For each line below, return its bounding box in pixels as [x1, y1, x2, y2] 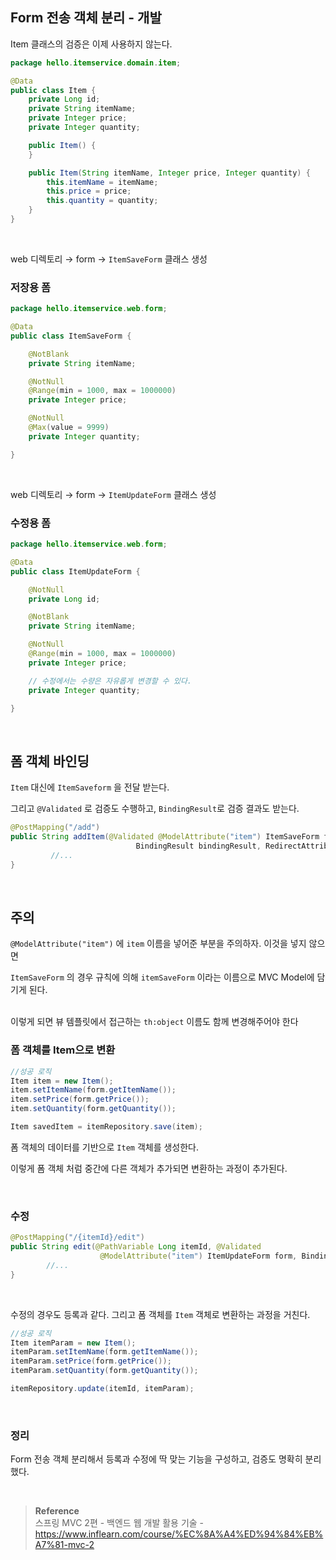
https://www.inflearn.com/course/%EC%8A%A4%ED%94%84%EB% [34, 1528, 324, 1540]
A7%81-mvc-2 [34, 1539, 95, 1551]
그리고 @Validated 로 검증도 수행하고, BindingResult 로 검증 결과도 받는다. [10, 803, 300, 815]
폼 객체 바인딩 [10, 753, 90, 770]
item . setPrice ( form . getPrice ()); [10, 1094, 150, 1105]
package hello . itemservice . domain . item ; [10, 58, 182, 68]
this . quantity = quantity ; [46, 196, 159, 206]
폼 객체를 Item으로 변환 [10, 1043, 116, 1057]
